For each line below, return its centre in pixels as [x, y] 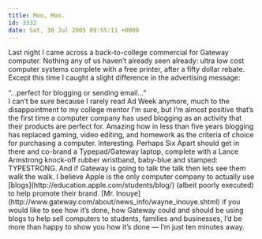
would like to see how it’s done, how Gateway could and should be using [126, 211]
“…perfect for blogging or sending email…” [77, 93]
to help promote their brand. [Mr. [61, 193]
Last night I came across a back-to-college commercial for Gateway [118, 53]
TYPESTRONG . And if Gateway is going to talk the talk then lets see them [127, 168]
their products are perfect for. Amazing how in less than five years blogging [131, 126]
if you [231, 202]
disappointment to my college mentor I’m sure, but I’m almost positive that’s [131, 110]
